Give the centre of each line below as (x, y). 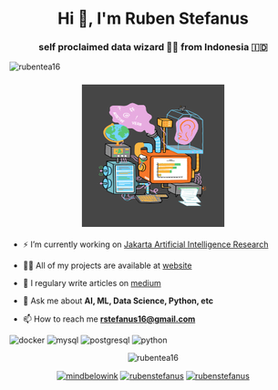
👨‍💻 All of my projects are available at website (107, 265)
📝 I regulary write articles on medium (92, 282)
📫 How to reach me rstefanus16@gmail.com (109, 319)
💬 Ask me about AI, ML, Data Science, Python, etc (118, 301)
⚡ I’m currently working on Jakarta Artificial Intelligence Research (145, 244)
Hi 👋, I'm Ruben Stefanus (153, 19)
